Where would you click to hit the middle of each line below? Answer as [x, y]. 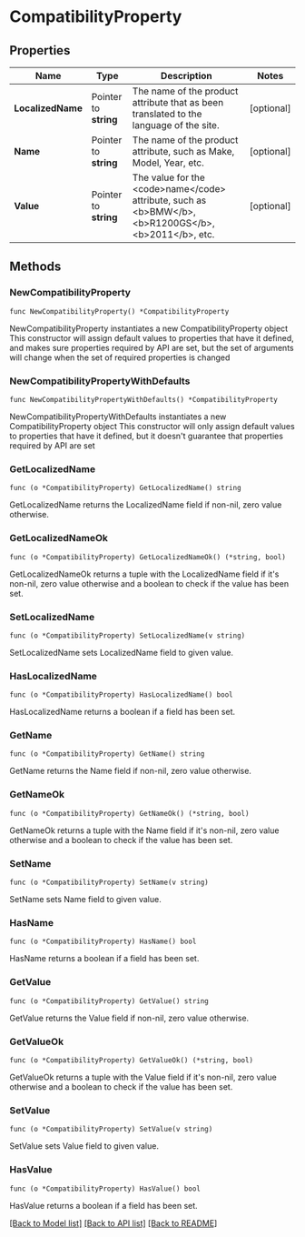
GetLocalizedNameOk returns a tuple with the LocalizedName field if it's [144, 574]
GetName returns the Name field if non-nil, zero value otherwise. [131, 771]
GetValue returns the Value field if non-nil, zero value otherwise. [129, 1018]
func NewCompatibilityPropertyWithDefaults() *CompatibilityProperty [144, 399]
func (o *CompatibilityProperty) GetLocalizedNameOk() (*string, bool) [148, 557]
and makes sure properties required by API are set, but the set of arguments [152, 347]
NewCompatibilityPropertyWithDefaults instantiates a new [118, 417]
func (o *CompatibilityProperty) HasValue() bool [105, 1189]
